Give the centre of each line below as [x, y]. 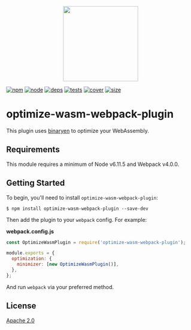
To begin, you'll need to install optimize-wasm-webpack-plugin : [82, 197]
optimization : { [32, 259]
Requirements [33, 150]
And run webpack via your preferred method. [60, 287]
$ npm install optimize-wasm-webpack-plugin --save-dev [77, 209]
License [21, 306]
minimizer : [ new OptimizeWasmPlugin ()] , [68, 264]
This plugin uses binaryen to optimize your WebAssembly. [78, 130]
